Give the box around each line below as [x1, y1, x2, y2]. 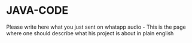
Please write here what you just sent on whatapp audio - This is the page [6, 23, 187, 30]
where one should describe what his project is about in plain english [6, 29, 174, 36]
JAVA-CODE [6, 4, 69, 17]
